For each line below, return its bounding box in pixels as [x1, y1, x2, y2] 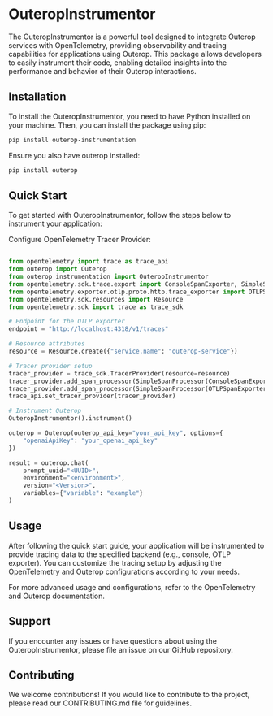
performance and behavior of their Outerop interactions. [8, 66, 197, 76]
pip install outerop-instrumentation [8, 136, 136, 144]
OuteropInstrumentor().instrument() [8, 414, 132, 423]
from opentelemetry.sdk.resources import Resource [8, 295, 184, 303]
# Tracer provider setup [8, 362, 93, 370]
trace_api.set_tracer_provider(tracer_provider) [8, 392, 176, 401]
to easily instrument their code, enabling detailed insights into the [8, 58, 227, 67]
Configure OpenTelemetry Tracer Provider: [8, 235, 152, 245]
